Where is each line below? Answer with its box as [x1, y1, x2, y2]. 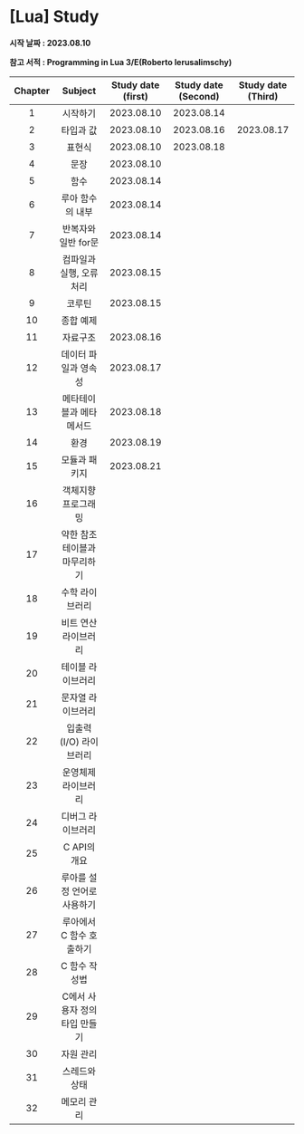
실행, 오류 [60, 266, 99, 279]
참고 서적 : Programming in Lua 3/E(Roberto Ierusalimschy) [9, 56, 233, 67]
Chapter [14, 84, 50, 97]
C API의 [62, 841, 96, 853]
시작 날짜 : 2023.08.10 [9, 37, 91, 48]
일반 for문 [59, 235, 100, 248]
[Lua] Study [9, 6, 100, 27]
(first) [122, 90, 149, 102]
